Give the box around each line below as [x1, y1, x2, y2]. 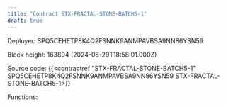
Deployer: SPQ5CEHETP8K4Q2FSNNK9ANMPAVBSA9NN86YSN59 [7, 36, 204, 45]
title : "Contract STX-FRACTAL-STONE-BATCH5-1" [7, 10, 147, 18]
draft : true [7, 17, 43, 24]
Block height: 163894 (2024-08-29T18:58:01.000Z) [7, 50, 157, 59]
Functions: [7, 93, 38, 101]
